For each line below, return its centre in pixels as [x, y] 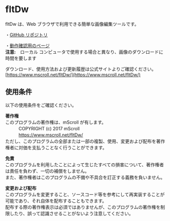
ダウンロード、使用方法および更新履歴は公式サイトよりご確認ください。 [81, 69]
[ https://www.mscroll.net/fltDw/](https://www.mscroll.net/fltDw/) [73, 75]
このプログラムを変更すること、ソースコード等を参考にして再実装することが [85, 194]
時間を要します [21, 58]
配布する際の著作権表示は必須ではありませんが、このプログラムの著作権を [83, 207]
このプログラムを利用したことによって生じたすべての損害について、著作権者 [84, 164]
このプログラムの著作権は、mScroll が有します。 [56, 122]
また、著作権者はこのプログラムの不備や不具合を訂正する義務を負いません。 [85, 177]
